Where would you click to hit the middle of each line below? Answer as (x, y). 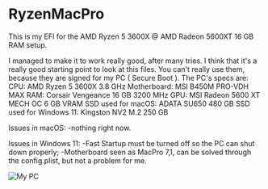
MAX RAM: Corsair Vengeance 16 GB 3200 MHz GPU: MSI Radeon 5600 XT (134, 94)
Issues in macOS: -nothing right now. (70, 128)
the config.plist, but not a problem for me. (77, 160)
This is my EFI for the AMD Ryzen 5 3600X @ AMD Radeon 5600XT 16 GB (131, 36)
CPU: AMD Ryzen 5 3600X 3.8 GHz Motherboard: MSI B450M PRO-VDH (128, 86)
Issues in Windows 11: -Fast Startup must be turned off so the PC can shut (132, 143)
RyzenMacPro (57, 14)
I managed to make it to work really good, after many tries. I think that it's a (133, 61)
